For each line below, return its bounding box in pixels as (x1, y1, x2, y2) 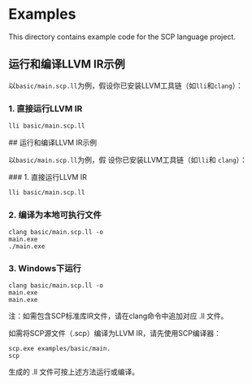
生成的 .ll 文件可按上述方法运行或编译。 (8, 367, 140, 377)
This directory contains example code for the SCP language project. (8, 32, 236, 41)
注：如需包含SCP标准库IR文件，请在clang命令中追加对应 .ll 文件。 (8, 311, 228, 321)
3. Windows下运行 (8, 263, 81, 274)
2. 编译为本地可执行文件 (8, 209, 102, 220)
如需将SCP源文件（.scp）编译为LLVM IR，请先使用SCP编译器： (8, 329, 222, 338)
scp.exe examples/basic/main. (8, 345, 111, 353)
